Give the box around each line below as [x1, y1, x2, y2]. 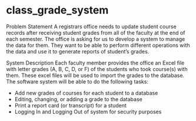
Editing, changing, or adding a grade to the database [14, 95, 142, 103]
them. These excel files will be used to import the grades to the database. [6, 72, 184, 79]
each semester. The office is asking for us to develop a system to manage [6, 35, 185, 42]
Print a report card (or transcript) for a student [14, 102, 127, 109]
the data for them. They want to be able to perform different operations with [6, 42, 190, 49]
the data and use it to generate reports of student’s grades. [6, 48, 150, 55]
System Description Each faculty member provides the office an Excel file [6, 59, 185, 66]
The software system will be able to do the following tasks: [6, 78, 149, 85]
